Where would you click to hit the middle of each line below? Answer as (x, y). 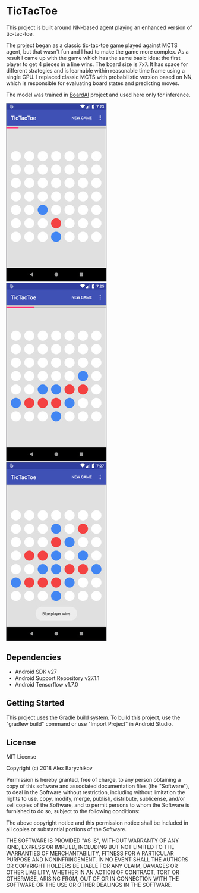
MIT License (21, 757)
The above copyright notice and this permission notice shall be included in (97, 823)
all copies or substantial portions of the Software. (66, 829)
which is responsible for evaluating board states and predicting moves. (93, 83)
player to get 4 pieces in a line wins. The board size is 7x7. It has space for (97, 64)
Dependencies (34, 658)
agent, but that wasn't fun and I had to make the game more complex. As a (97, 51)
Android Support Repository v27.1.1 (57, 678)
